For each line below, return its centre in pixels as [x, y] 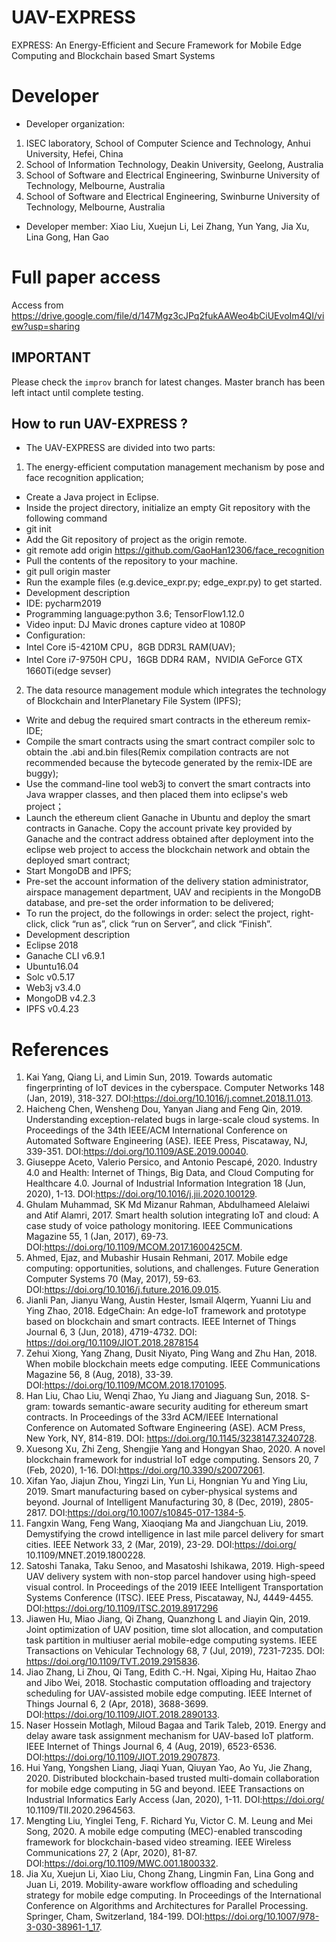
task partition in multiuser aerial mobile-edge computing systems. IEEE [171, 1640]
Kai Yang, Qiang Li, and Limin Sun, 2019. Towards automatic [149, 1077]
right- [302, 913]
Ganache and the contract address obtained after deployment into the [169, 839]
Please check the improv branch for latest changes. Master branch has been [168, 382]
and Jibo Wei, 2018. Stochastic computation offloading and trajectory [168, 1683]
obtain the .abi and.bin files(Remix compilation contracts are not [157, 752]
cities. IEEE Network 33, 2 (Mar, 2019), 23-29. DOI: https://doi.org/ [161, 1545]
